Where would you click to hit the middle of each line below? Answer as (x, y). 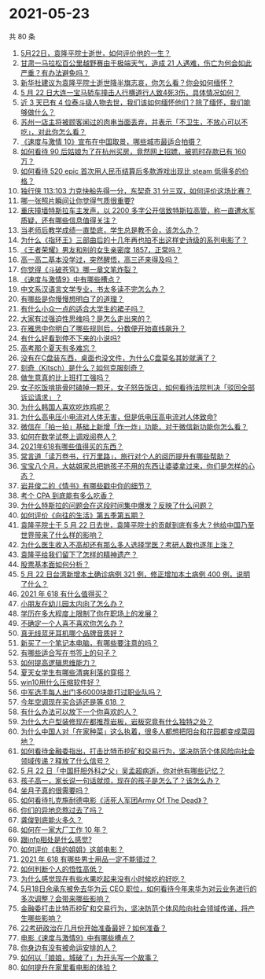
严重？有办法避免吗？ (55, 72)
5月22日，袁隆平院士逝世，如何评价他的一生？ (96, 53)
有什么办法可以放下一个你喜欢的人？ (79, 712)
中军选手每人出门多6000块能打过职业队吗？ (91, 692)
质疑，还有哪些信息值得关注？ (68, 220)
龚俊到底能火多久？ (52, 819)
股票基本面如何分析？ (55, 564)
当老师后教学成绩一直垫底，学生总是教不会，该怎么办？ (110, 230)
